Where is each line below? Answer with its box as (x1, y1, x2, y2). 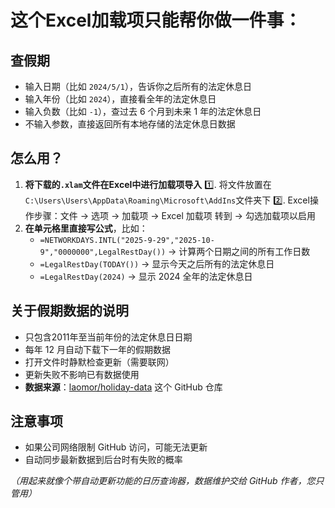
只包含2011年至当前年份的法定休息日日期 (24, 331, 193, 343)
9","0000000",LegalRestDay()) (39, 247, 167, 257)
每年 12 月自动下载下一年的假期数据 (24, 343, 171, 355)
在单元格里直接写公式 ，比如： (24, 222, 148, 234)
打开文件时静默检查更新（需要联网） (24, 356, 175, 368)
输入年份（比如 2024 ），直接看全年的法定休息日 (24, 93, 217, 105)
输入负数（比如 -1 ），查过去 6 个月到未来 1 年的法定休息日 (24, 106, 262, 117)
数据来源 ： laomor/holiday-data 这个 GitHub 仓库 (24, 381, 223, 393)
